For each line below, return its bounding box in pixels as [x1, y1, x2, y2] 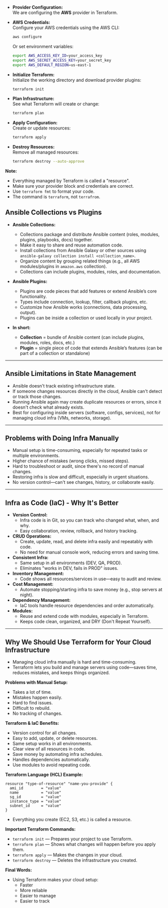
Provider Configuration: [12, 5, 63, 10]
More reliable [19, 887, 47, 893]
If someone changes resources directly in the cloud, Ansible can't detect [12, 388, 162, 394]
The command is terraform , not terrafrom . [12, 194, 100, 200]
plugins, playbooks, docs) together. [19, 236, 93, 242]
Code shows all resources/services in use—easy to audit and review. [19, 576, 162, 582]
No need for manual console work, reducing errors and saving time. [19, 549, 159, 555]
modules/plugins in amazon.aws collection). [19, 263, 107, 269]
